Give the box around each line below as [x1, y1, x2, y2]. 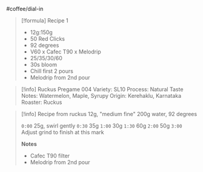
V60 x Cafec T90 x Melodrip [30, 48, 101, 55]
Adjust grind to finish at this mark [21, 129, 104, 136]
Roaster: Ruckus [21, 98, 62, 106]
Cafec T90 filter [30, 152, 70, 159]
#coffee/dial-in [6, 5, 44, 12]
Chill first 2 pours [30, 67, 74, 75]
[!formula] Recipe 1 [21, 17, 68, 24]
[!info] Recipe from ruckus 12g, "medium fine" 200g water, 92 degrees [21, 111, 198, 117]
